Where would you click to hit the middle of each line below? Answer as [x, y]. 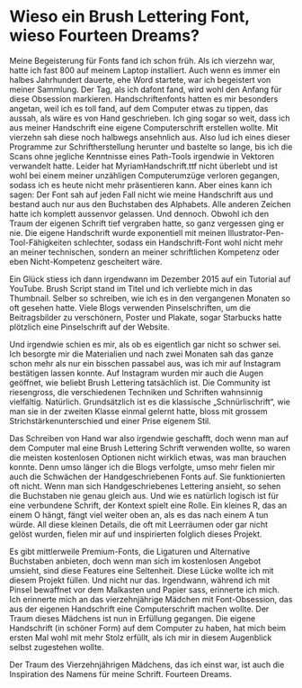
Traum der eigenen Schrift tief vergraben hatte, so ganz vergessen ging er [147, 223]
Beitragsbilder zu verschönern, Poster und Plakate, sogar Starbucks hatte [146, 317]
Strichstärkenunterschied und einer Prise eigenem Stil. [110, 421]
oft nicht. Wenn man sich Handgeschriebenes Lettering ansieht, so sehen [145, 486]
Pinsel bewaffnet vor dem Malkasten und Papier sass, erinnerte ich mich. [145, 589]
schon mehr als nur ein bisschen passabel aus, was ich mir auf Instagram [145, 363]
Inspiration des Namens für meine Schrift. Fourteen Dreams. [120, 674]
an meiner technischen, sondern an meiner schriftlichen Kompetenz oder [145, 252]
